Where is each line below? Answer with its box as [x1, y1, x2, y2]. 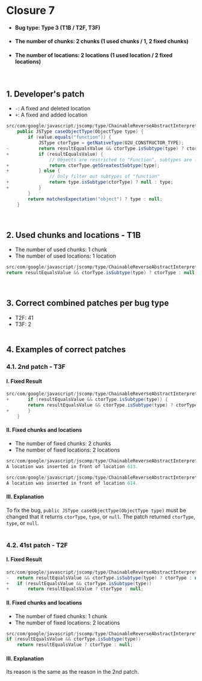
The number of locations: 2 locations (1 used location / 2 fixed [14, 51, 173, 59]
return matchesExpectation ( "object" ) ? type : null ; [28, 196, 163, 202]
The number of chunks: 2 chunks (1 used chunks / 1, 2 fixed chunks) [14, 37, 189, 45]
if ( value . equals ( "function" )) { [28, 134, 112, 141]
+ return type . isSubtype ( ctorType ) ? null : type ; [6, 179, 174, 185]
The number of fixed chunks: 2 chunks [14, 440, 111, 447]
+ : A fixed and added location [14, 111, 88, 118]
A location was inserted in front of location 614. [6, 480, 138, 486]
